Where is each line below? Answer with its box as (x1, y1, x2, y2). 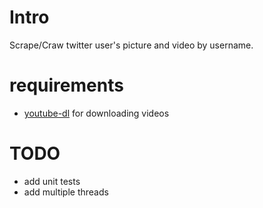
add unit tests (23, 175, 81, 187)
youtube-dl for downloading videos (23, 107, 170, 119)
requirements (9, 74, 124, 97)
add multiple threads (23, 186, 109, 198)
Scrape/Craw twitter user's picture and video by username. (9, 39, 254, 51)
